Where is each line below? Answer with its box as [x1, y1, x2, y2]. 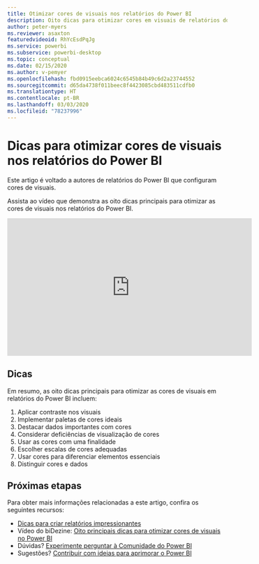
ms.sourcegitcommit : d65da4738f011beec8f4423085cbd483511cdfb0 [7, 82, 195, 89]
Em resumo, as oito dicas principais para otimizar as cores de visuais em [7, 386, 216, 395]
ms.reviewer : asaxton [7, 29, 71, 37]
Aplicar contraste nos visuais [17, 407, 101, 416]
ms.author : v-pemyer [7, 68, 68, 75]
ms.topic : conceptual [7, 56, 71, 63]
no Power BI [17, 534, 52, 542]
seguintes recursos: [7, 506, 64, 514]
